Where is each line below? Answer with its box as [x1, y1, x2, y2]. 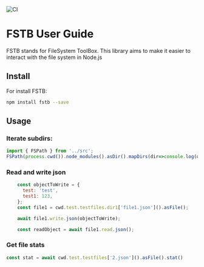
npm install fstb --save [6, 99, 69, 105]
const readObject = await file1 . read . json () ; [17, 226, 135, 232]
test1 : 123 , [22, 193, 53, 199]
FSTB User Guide [6, 27, 94, 41]
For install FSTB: [6, 87, 47, 94]
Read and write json [6, 168, 66, 176]
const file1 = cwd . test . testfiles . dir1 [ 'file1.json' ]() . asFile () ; [17, 204, 189, 210]
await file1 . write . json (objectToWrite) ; [17, 215, 121, 221]
